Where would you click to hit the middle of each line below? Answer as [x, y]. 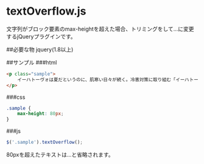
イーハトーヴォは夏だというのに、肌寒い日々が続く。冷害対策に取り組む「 [97, 80]
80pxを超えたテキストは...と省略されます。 [60, 155]
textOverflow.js [46, 11]
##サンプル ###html [32, 62]
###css [16, 97]
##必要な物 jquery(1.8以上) [40, 49]
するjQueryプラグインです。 [41, 36]
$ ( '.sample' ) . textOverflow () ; [45, 142]
